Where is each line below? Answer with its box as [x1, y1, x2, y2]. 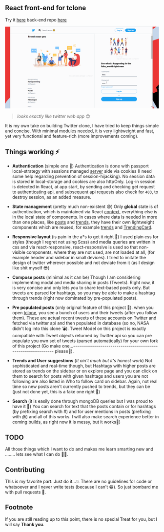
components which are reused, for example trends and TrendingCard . [12, 225, 153, 230]
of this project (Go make [12, 343, 61, 349]
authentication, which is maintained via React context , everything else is [12, 209, 158, 215]
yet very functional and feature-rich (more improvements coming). [5, 133, 139, 139]
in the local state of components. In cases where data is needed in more [12, 214, 158, 220]
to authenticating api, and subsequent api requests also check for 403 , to [12, 189, 159, 195]
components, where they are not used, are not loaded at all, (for [26, 249, 155, 255]
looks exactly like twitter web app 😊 [17, 113, 90, 119]
